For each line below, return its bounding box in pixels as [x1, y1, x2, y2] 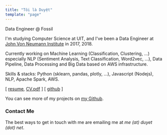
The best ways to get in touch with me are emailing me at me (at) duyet [5, 119, 152, 125]
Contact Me [5, 108, 35, 115]
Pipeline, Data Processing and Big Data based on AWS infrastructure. [5, 61, 148, 67]
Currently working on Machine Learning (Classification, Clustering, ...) [5, 50, 150, 56]
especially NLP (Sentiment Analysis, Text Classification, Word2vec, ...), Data [5, 55, 162, 61]
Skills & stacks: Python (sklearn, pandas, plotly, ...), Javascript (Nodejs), [5, 70, 154, 76]
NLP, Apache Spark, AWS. [5, 76, 59, 82]
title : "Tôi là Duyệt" [5, 7, 53, 12]
